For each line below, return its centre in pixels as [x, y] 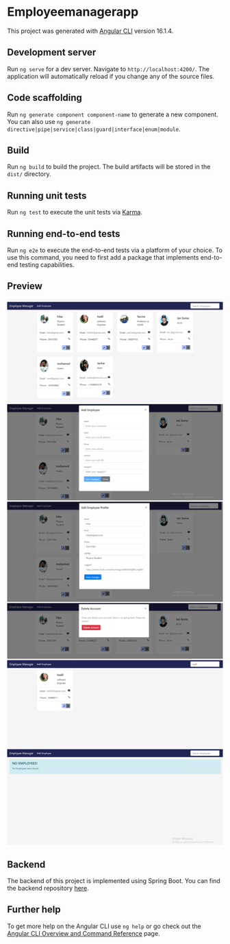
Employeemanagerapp [73, 12]
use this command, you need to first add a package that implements [103, 257]
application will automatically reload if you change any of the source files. [111, 76]
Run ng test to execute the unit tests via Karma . [75, 212]
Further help [34, 909]
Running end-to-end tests [64, 234]
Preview [25, 286]
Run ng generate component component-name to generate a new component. [113, 114]
